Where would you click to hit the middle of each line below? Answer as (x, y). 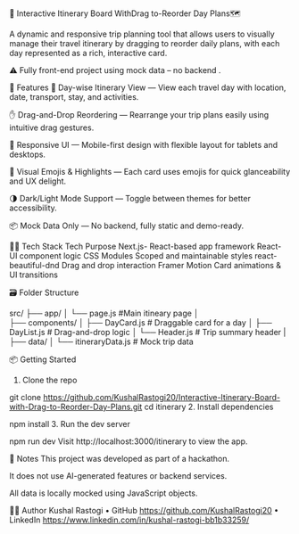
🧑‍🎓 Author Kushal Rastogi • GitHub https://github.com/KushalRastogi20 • (144, 510)
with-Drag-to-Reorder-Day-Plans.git (76, 407)
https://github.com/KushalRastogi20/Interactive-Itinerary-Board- (162, 397)
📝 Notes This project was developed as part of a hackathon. (120, 459)
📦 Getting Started (43, 359)
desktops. (28, 154)
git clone (25, 397)
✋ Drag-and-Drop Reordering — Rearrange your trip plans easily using (139, 115)
